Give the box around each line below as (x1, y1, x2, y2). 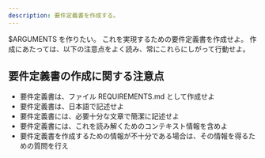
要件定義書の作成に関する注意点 (8, 70, 165, 83)
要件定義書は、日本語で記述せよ (19, 102, 124, 111)
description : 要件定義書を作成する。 (8, 11, 119, 20)
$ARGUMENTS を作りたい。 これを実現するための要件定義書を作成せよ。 (8, 34, 248, 43)
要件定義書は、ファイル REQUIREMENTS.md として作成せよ (19, 92, 215, 101)
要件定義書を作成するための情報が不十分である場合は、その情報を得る (19, 131, 249, 141)
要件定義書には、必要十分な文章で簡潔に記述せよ (19, 111, 180, 121)
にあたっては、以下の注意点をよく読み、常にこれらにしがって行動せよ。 (14, 44, 251, 54)
